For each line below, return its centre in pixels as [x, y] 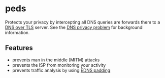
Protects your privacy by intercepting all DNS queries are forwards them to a [82, 22]
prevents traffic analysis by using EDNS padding [61, 70]
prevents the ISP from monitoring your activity [59, 65]
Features [19, 48]
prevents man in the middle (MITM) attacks [56, 60]
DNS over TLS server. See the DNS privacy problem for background [74, 27]
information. [17, 32]
